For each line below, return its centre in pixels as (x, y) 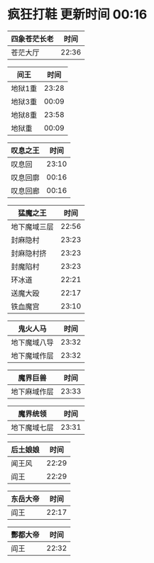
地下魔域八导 (33, 342)
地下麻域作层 (33, 391)
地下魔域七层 (33, 428)
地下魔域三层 (33, 226)
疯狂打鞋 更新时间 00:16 (77, 15)
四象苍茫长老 (33, 38)
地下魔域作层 (33, 355)
